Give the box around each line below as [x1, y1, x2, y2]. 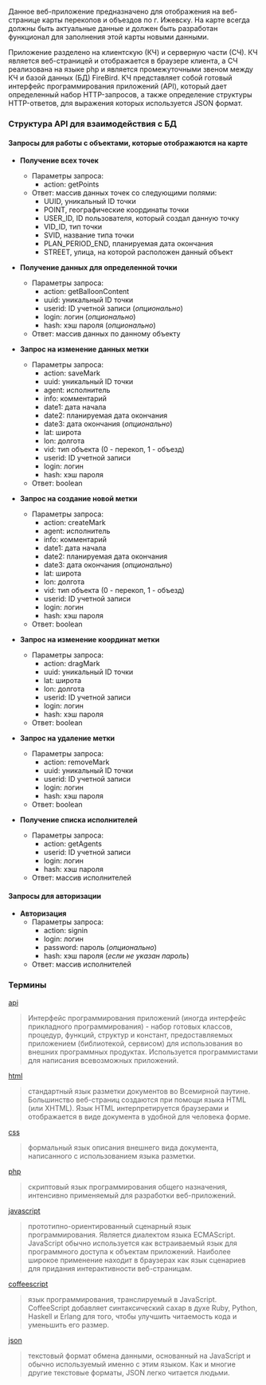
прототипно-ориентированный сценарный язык [27, 1221, 191, 1230]
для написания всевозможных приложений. [27, 1055, 179, 1065]
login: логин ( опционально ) [43, 312, 136, 322]
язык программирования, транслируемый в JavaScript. [27, 1294, 217, 1304]
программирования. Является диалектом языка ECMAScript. [27, 1230, 236, 1239]
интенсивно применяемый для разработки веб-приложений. [27, 1191, 237, 1200]
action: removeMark [43, 757, 110, 767]
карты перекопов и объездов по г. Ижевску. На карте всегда [42, 15, 251, 25]
